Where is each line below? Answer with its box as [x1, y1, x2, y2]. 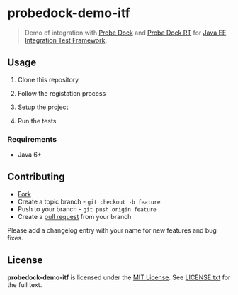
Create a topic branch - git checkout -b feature [17, 197, 161, 206]
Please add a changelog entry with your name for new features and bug [7, 226, 217, 235]
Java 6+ [17, 150, 42, 159]
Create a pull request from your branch [17, 212, 132, 221]
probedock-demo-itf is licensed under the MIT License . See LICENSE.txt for [7, 273, 231, 282]
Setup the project [17, 103, 69, 111]
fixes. [7, 233, 23, 242]
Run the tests [17, 116, 57, 125]
